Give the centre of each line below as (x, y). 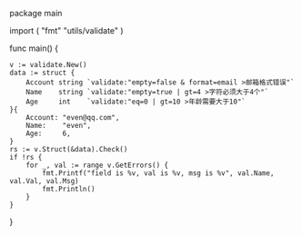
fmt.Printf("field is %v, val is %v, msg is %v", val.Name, (158, 173)
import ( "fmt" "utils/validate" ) (67, 30)
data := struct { (42, 73)
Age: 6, (48, 133)
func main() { (34, 48)
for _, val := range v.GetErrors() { (97, 165)
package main (36, 13)
